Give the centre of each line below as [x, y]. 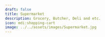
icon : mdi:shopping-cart [30, 23]
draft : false [18, 9]
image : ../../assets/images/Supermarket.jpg [51, 27]
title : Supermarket [25, 14]
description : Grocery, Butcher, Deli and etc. [53, 18]
